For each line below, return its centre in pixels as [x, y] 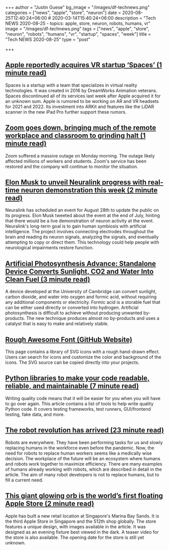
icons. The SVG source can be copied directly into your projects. [72, 362]
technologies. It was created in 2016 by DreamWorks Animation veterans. [81, 90]
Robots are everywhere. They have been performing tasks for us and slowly [84, 442]
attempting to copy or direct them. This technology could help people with [82, 242]
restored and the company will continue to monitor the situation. [72, 167]
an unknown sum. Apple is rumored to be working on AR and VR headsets [82, 101]
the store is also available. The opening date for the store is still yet [75, 537]
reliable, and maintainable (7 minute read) [72, 386]
